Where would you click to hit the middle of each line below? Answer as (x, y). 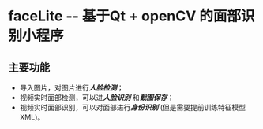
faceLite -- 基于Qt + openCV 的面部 (124, 16)
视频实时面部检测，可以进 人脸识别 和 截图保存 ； (97, 98)
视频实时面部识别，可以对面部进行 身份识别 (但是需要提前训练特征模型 (133, 107)
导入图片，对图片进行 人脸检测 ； (71, 88)
